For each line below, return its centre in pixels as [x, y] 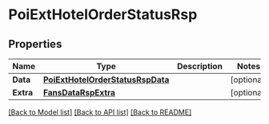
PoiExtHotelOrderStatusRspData [106, 79]
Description [200, 66]
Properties [35, 44]
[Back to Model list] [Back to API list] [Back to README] [100, 112]
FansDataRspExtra [79, 93]
